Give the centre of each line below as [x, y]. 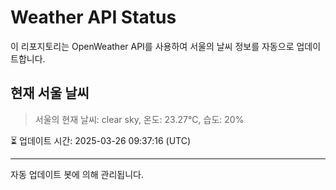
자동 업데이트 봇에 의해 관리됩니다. [77, 174]
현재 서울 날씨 [50, 93]
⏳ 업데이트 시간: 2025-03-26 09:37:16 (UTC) [101, 140]
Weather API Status [93, 17]
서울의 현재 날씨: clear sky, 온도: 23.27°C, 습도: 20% [139, 119]
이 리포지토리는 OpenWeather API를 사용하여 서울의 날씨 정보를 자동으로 [152, 46]
